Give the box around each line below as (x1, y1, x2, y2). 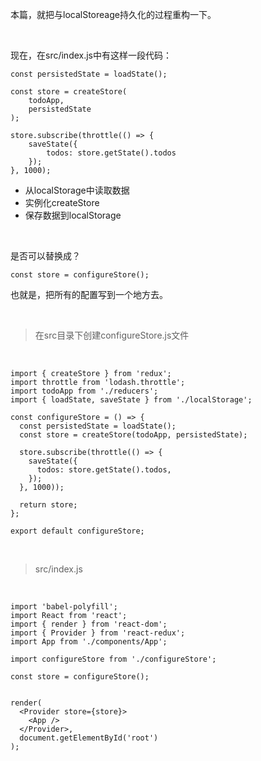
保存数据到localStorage (24, 209, 122, 221)
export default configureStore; (10, 526, 145, 536)
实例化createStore (24, 197, 100, 208)
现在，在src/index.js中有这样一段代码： (10, 49, 173, 61)
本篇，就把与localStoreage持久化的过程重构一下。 (10, 9, 217, 20)
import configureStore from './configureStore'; (10, 654, 217, 664)
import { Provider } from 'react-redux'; (10, 628, 186, 638)
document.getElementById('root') (19, 733, 159, 743)
